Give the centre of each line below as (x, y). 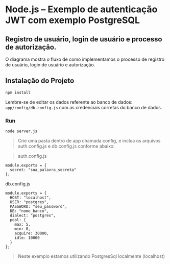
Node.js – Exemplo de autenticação (81, 9)
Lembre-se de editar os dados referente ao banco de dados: (69, 102)
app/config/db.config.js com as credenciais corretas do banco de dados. (84, 107)
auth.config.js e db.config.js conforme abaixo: (66, 146)
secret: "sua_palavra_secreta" (43, 170)
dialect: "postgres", (33, 215)
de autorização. (31, 47)
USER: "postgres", (30, 202)
